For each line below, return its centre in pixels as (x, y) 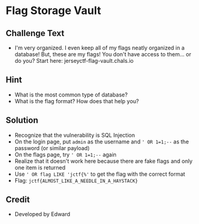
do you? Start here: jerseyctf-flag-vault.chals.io (74, 61)
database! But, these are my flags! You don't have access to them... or (103, 54)
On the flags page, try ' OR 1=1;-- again (65, 154)
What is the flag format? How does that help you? (77, 101)
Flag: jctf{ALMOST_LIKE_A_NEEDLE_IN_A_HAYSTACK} (76, 180)
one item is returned (40, 167)
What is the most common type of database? (71, 95)
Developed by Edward (42, 214)
